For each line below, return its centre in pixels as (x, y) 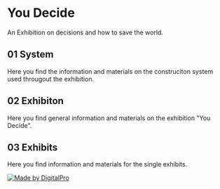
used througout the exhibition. (51, 79)
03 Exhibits (33, 147)
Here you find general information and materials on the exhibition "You (109, 118)
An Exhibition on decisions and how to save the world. (85, 32)
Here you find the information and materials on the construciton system (110, 71)
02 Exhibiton (36, 101)
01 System (30, 54)
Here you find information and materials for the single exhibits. (97, 164)
